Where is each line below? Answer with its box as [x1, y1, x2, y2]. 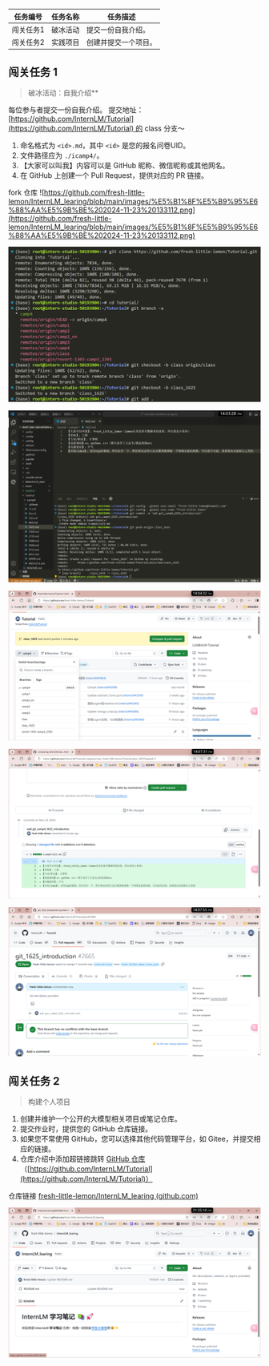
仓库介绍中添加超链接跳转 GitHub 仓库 [19, 1154, 146, 1164]
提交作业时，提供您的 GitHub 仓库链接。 [19, 1124, 153, 1134]
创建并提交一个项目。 [86, 38, 158, 46]
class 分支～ [144, 123, 186, 133]
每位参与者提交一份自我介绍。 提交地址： [8, 105, 144, 115]
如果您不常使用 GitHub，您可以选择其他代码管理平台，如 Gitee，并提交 [19, 1134, 254, 1144]
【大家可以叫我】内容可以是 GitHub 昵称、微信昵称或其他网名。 [19, 161, 230, 171]
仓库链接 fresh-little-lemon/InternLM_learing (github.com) [8, 1191, 199, 1201]
